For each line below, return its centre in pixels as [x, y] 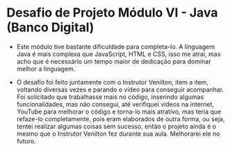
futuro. [26, 141]
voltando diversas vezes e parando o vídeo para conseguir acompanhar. [120, 89]
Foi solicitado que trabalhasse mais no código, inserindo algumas [110, 97]
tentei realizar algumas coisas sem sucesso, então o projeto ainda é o [116, 126]
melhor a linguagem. [46, 69]
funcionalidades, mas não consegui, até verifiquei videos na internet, [115, 104]
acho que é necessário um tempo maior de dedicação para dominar [114, 61]
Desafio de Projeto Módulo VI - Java [112, 13]
